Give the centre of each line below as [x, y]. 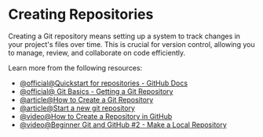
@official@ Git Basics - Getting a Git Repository [96, 91]
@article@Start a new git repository [77, 108]
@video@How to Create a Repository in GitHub [96, 116]
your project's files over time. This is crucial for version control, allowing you [131, 44]
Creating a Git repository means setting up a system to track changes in [124, 36]
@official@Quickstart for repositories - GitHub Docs [104, 83]
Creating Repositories [81, 14]
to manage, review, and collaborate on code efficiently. [97, 52]
